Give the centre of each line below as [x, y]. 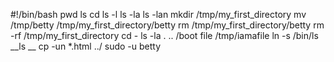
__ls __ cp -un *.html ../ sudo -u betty [86, 46]
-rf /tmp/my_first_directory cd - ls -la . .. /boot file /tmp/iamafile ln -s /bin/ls [164, 35]
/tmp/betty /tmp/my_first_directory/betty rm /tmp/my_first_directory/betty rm [167, 25]
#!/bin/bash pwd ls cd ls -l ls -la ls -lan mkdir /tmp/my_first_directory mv [158, 14]
